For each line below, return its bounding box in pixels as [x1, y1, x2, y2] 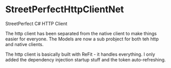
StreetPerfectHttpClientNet [5, 4, 124, 15]
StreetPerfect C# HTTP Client [5, 20, 67, 27]
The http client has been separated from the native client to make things [5, 30, 157, 36]
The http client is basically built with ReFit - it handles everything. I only [5, 51, 156, 57]
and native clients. [5, 41, 44, 47]
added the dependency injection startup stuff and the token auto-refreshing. [5, 56, 166, 62]
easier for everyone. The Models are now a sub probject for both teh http [5, 36, 159, 42]
